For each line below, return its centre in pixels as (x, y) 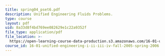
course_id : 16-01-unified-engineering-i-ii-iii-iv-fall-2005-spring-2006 (82, 46)
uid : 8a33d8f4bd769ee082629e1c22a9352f (46, 28)
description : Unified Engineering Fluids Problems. (59, 14)
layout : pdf (17, 23)
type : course (18, 19)
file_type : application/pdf (34, 32)
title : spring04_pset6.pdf (33, 9)
